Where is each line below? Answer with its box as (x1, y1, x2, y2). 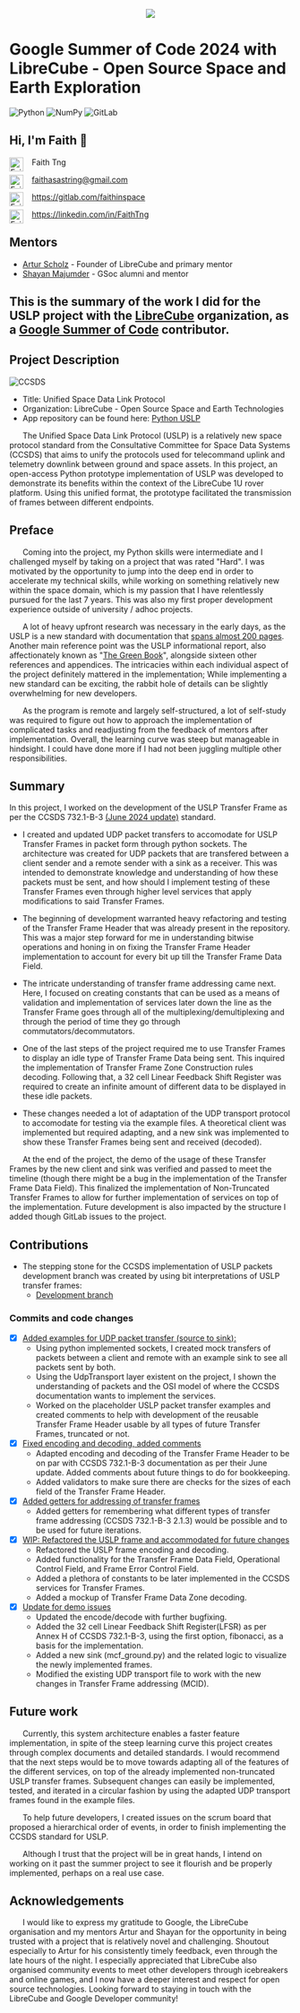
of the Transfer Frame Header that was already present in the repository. (21, 923, 291, 934)
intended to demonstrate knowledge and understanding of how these (21, 868, 279, 878)
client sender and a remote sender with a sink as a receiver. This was (21, 858, 278, 868)
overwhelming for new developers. (9, 687, 138, 698)
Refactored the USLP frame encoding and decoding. (35, 1544, 229, 1555)
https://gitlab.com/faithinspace (31, 191, 146, 202)
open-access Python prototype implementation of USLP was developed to (9, 468, 284, 479)
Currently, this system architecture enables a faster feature (21, 1728, 240, 1739)
